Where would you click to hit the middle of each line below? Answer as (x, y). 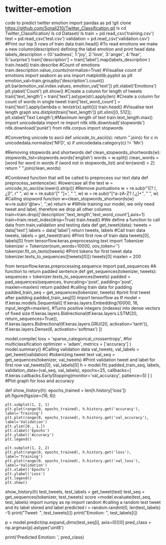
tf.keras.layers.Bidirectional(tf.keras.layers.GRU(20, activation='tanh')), (77, 324)
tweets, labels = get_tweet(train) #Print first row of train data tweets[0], (78, 235)
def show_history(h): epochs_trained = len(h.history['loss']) (65, 390)
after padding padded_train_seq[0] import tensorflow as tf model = (73, 297)
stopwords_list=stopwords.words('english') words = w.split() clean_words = (82, 157)
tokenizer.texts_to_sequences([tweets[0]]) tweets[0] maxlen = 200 (73, 256)
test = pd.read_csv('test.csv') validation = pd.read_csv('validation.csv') (77, 39)
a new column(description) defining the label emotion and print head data (80, 49)
